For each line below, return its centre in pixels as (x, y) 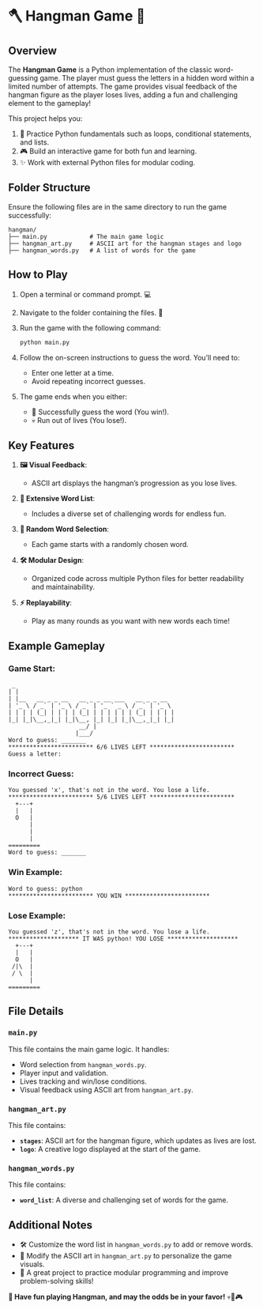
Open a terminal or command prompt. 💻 (85, 294)
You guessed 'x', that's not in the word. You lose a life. (109, 790)
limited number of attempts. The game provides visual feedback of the (123, 86)
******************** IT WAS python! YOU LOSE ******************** (123, 938)
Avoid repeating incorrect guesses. (88, 381)
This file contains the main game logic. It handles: (89, 1049)
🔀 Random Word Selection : (64, 529)
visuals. (32, 1264)
